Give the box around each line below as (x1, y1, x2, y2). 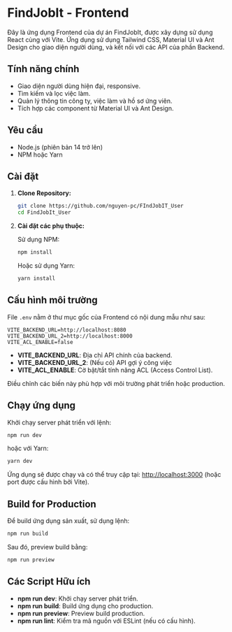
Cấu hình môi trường (7, 294, 98, 306)
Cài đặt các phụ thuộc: (17, 222, 85, 230)
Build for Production (7, 498, 96, 510)
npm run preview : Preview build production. (17, 609, 145, 617)
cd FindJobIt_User (17, 209, 71, 216)
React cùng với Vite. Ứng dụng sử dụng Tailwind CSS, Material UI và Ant (7, 35, 215, 43)
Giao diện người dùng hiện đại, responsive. (17, 82, 141, 90)
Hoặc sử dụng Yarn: (17, 261, 75, 270)
